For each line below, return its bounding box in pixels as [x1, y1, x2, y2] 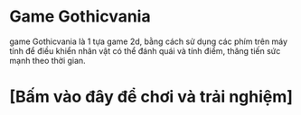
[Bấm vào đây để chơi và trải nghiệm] [9, 87, 294, 107]
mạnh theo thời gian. [9, 55, 86, 66]
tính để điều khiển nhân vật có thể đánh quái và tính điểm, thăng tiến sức [9, 45, 281, 56]
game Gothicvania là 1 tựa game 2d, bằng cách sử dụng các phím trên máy [9, 36, 287, 47]
